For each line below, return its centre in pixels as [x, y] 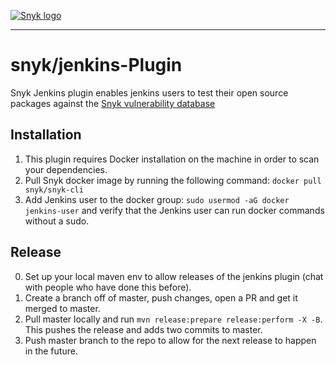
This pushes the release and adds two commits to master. [143, 329]
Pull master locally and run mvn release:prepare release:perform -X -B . [173, 319]
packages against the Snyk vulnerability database [113, 103]
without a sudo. [57, 221]
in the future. [51, 351]
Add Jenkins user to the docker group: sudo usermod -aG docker [157, 199]
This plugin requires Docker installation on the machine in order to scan [172, 159]
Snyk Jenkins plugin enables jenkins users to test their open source [149, 92]
